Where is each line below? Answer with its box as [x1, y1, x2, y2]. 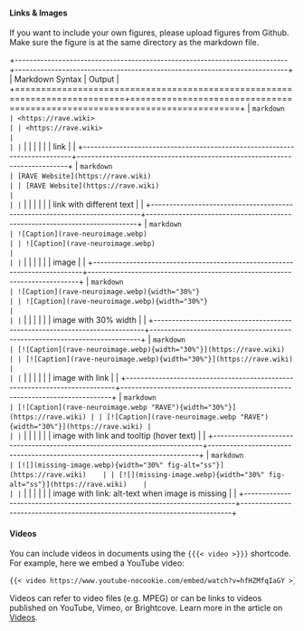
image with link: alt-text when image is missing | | [52, 488, 237, 499]
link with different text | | [52, 199, 144, 210]
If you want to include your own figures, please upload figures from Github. [9, 27, 290, 38]
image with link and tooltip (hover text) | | [52, 431, 206, 442]
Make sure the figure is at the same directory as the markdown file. [9, 37, 260, 48]
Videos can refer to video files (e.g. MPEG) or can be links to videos [9, 593, 262, 604]
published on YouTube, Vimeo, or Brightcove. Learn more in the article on [9, 603, 283, 614]
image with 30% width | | [52, 315, 147, 325]
